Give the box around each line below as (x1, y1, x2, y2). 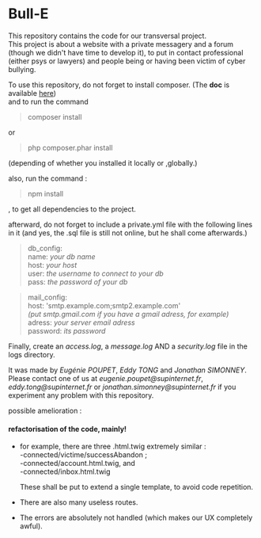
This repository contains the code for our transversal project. (8, 31, 207, 40)
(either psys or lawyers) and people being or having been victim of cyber (8, 56, 246, 66)
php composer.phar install (27, 143, 113, 152)
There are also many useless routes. (19, 498, 138, 507)
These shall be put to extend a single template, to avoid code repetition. (19, 483, 254, 492)
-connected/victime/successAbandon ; (19, 450, 148, 460)
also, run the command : (8, 174, 88, 183)
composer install (27, 112, 82, 121)
